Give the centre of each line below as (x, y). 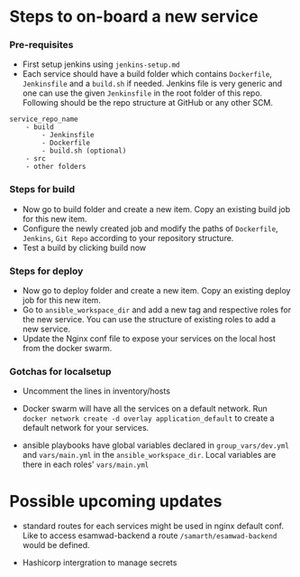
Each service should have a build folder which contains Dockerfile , (147, 74)
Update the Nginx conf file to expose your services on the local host (149, 339)
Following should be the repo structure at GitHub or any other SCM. (147, 103)
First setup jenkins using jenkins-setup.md (101, 64)
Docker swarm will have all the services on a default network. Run (145, 409)
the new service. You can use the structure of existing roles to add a (149, 320)
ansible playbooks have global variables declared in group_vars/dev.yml (156, 445)
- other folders (56, 167)
